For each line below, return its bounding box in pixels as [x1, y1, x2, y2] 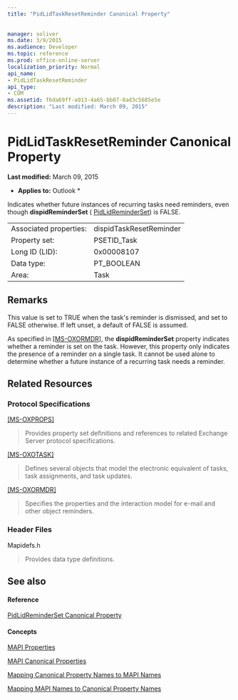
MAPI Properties [7, 643, 56, 652]
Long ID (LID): [11, 246, 58, 256]
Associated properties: [11, 224, 87, 234]
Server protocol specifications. [24, 437, 116, 445]
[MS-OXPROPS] [7, 415, 55, 424]
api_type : [7, 83, 37, 90]
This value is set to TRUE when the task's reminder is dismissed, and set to [7, 313, 228, 321]
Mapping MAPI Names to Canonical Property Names [7, 684, 162, 693]
